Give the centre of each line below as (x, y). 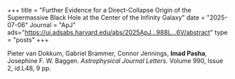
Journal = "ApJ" (52, 25)
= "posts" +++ (28, 40)
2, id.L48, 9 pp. (29, 68)
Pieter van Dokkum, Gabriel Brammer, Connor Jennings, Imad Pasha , (107, 53)
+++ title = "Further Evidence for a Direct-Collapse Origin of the (99, 10)
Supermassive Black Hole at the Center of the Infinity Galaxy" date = (106, 17)
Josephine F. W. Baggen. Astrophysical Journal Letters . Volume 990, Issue (115, 61)
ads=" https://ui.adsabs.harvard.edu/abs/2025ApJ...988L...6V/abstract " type (117, 32)
